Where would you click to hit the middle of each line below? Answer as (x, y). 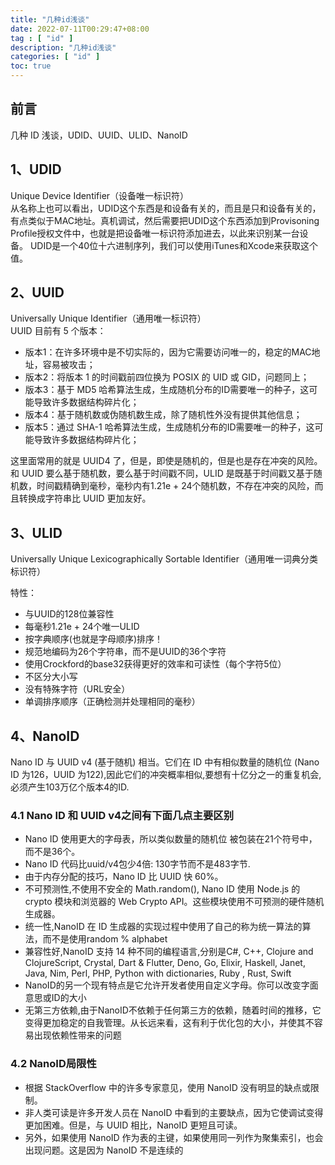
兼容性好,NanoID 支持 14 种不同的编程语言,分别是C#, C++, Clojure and (169, 952)
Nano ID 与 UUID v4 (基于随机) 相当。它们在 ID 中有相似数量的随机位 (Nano (165, 762)
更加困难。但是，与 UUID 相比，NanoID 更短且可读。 (133, 1125)
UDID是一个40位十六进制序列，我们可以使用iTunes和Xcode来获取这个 (173, 245)
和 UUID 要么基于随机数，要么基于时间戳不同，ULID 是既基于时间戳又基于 (162, 473)
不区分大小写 (51, 677)
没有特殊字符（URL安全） (77, 689)
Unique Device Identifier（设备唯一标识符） (100, 195)
